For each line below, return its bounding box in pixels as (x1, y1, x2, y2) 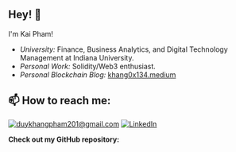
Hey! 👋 (8, 8, 42, 21)
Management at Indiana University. (19, 53, 134, 62)
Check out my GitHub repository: (8, 134, 120, 144)
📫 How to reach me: (8, 94, 111, 107)
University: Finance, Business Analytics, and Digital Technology (19, 45, 228, 54)
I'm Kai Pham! (8, 29, 54, 38)
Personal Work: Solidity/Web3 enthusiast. (19, 61, 157, 71)
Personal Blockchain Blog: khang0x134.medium (19, 69, 176, 80)
